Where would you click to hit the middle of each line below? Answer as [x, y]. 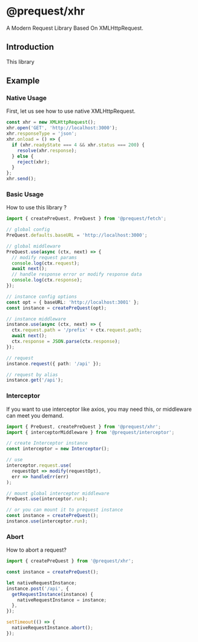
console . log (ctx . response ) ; [47, 280]
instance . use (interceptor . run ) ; [47, 521]
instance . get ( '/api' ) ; [35, 380]
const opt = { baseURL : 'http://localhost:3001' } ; [73, 302]
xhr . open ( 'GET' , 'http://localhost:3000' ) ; [62, 128]
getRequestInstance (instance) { [53, 594]
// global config [28, 230]
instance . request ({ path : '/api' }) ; [54, 363]
